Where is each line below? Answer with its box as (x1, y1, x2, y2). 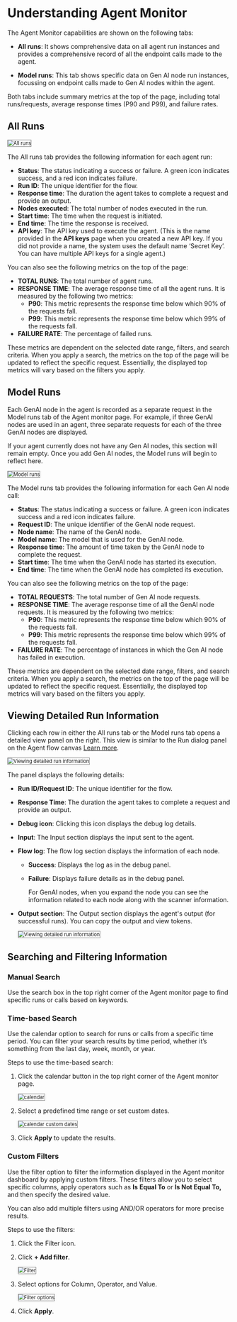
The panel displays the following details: (7, 771, 125, 779)
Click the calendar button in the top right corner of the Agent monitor (17, 1072, 219, 1081)
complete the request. (17, 550, 83, 558)
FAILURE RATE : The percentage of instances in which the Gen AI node (17, 645, 224, 654)
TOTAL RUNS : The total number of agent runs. (17, 277, 154, 285)
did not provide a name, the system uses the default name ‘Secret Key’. (17, 241, 225, 250)
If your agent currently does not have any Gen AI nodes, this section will (7, 441, 218, 450)
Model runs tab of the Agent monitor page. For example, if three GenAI (7, 413, 214, 421)
